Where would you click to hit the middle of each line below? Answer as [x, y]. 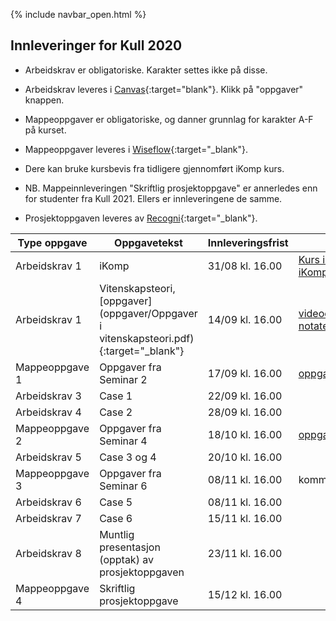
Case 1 [116, 396]
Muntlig [117, 534]
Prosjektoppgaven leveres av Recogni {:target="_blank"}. [141, 218]
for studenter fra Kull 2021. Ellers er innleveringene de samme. [153, 198]
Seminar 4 [123, 441]
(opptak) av [126, 559]
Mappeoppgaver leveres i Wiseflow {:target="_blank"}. [136, 149]
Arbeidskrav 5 [48, 457]
